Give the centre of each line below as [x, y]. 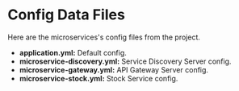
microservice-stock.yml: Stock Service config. [99, 78]
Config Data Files [67, 15]
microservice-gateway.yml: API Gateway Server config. [114, 69]
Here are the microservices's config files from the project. [104, 37]
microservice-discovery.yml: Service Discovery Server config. [125, 61]
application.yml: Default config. [73, 52]
